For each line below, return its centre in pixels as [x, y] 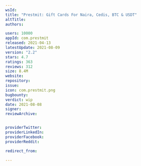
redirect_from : [21, 151]
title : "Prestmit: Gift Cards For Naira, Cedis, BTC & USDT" [71, 15]
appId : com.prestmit [27, 38]
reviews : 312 [19, 67]
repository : [18, 81]
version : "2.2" [21, 52]
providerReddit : [22, 142]
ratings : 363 [19, 62]
